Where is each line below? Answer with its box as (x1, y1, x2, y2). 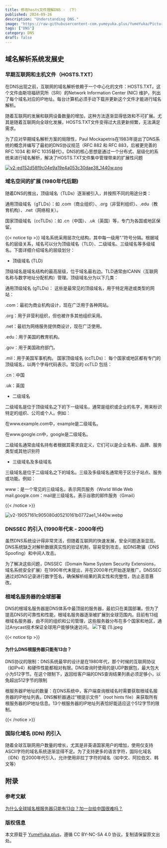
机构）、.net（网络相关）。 (9, 207, 61, 213)
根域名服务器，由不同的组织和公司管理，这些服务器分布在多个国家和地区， (5, 618, 158, 624)
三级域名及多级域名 (12, 458, 52, 464)
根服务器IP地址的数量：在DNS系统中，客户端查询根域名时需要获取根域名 (5, 688, 154, 694)
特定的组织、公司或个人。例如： (5, 410, 71, 416)
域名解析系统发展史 (5, 55, 64, 63)
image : (5, 21, 19, 26)
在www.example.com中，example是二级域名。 (5, 421, 101, 426)
